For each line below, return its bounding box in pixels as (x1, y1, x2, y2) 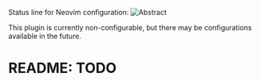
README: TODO (8, 60, 117, 77)
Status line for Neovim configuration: (8, 8, 129, 17)
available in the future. (8, 32, 82, 40)
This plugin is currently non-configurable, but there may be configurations (8, 23, 253, 32)
